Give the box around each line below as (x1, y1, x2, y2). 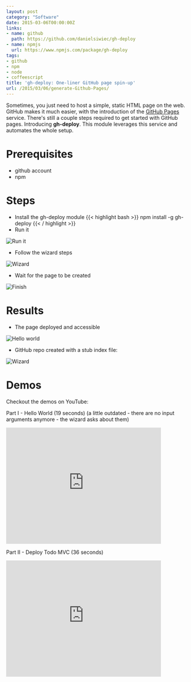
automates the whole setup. (6, 126, 74, 133)
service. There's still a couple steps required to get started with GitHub (6, 114, 178, 121)
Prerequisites (6, 148, 74, 161)
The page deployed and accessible (14, 323, 100, 331)
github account (14, 167, 52, 174)
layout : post (6, 8, 38, 15)
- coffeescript (6, 74, 44, 80)
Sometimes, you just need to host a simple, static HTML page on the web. (6, 102, 186, 109)
